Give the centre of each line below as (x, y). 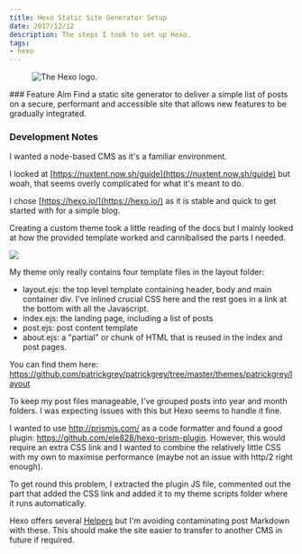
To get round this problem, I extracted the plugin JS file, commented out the (150, 485)
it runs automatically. (48, 503)
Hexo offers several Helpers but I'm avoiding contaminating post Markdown (150, 521)
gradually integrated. (48, 114)
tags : (19, 43)
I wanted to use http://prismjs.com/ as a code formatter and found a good (146, 429)
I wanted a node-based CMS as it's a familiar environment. (118, 157)
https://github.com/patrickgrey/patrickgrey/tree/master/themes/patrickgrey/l (151, 374)
